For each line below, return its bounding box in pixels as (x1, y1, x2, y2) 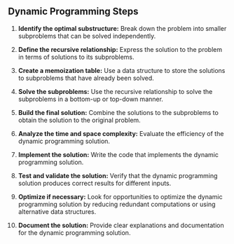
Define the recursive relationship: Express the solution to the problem (18, 45, 223, 53)
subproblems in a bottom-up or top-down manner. (18, 95, 164, 103)
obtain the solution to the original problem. (18, 116, 141, 124)
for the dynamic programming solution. (18, 228, 131, 237)
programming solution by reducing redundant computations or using (18, 200, 216, 208)
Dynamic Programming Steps (8, 6, 139, 18)
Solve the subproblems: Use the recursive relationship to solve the (18, 87, 213, 95)
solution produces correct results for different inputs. (18, 179, 172, 187)
